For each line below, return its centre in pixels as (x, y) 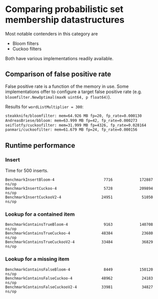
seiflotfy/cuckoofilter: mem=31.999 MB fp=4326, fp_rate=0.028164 (76, 125)
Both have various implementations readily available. (59, 58)
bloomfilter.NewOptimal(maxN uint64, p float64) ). (58, 97)
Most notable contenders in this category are (52, 34)
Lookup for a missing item (37, 259)
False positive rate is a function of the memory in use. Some (67, 86)
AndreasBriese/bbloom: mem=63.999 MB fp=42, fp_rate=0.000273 (71, 120)
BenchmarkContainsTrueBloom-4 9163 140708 (79, 225)
